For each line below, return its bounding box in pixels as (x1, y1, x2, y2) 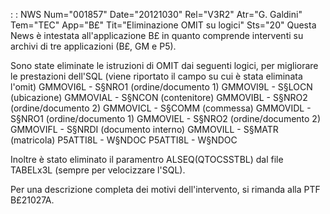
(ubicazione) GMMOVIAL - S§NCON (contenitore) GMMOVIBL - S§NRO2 (10, 92, 308, 103)
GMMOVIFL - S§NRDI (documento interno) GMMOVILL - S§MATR (10, 124, 279, 135)
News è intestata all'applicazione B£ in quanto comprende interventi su (10, 30, 304, 41)
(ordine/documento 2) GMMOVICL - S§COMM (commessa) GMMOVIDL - (10, 102, 312, 114)
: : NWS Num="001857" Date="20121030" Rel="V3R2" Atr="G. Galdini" (10, 9, 303, 20)
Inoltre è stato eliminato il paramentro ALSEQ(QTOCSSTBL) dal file (10, 154, 284, 165)
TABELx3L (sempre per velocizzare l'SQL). (10, 164, 186, 176)
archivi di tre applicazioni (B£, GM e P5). (10, 40, 177, 52)
